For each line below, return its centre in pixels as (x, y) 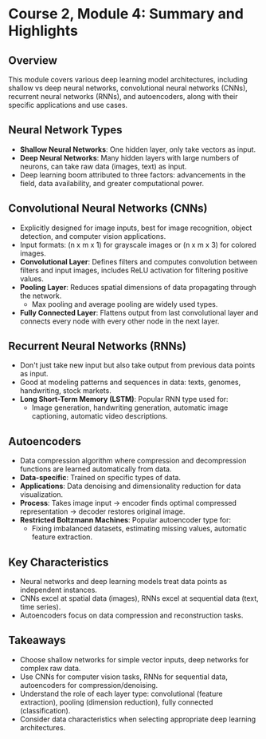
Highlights (43, 31)
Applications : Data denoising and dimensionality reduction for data (130, 486)
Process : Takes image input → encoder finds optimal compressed (128, 503)
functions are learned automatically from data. (96, 469)
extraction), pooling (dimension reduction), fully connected (116, 702)
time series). (40, 607)
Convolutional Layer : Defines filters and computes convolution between (138, 261)
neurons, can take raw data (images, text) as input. (103, 166)
